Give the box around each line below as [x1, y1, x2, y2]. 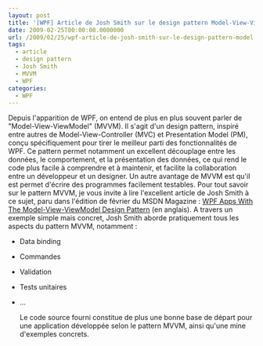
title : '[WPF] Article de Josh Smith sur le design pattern [8, 19, 209, 27]
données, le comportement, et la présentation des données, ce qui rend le [8, 155, 247, 165]
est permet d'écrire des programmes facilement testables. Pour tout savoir [8, 180, 249, 189]
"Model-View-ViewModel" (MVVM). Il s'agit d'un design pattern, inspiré [8, 122, 239, 131]
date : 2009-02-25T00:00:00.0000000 [8, 26, 124, 34]
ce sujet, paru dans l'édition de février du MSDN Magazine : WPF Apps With [8, 197, 253, 206]
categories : [8, 84, 47, 93]
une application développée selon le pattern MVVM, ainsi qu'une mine [19, 321, 247, 330]
